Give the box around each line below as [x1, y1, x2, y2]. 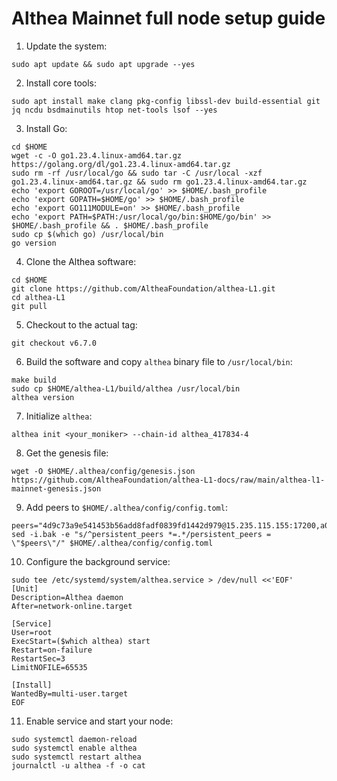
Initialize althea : [25, 410, 93, 422]
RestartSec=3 [11, 653, 66, 664]
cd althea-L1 [11, 292, 66, 302]
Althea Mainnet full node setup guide [11, 7, 326, 30]
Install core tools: [25, 77, 98, 89]
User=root [11, 627, 53, 637]
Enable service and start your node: [25, 715, 174, 727]
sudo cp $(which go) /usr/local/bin [11, 229, 164, 239]
